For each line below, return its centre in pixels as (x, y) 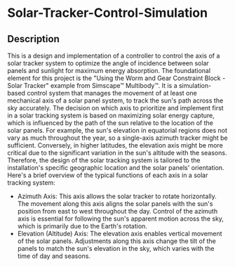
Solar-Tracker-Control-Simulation (108, 13)
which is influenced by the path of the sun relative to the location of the (110, 123)
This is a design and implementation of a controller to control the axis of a (114, 56)
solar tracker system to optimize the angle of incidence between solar (108, 63)
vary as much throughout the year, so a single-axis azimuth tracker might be (117, 138)
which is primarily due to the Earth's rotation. (82, 226)
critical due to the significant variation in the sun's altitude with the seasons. (117, 153)
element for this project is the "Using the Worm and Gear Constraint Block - (116, 78)
